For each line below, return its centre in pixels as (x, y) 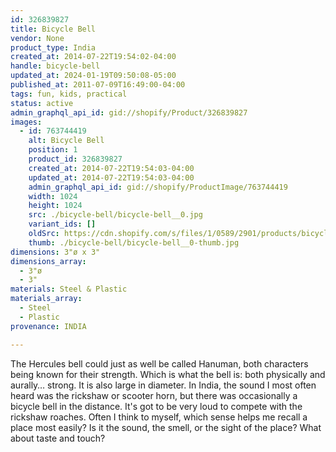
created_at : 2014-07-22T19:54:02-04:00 (93, 57)
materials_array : (46, 299)
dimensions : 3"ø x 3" (55, 252)
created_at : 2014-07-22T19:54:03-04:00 (111, 168)
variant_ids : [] (62, 224)
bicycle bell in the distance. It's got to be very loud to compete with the (156, 406)
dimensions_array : (48, 261)
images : (26, 122)
